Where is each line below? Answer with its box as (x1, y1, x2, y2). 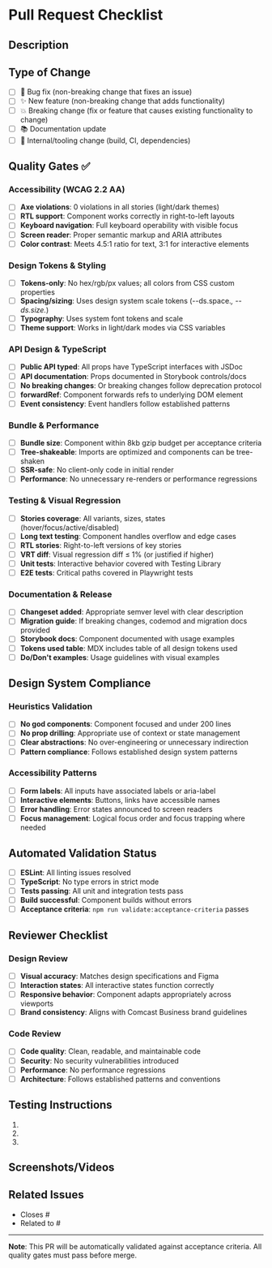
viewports (19, 998, 54, 1008)
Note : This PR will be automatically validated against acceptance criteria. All (8, 1241, 262, 1251)
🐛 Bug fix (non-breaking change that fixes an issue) (19, 87, 193, 97)
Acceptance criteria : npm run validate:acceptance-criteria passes (19, 904, 249, 914)
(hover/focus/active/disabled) (19, 522, 120, 533)
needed (19, 822, 46, 833)
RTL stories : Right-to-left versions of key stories (19, 540, 182, 550)
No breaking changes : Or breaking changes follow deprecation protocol (19, 380, 261, 390)
